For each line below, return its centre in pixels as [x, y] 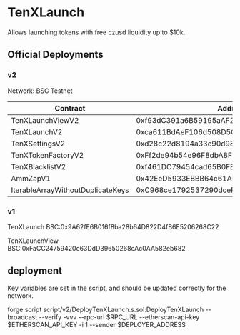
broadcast [22, 317]
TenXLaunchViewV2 [45, 120]
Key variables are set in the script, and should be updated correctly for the [117, 288]
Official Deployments [55, 55]
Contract [70, 108]
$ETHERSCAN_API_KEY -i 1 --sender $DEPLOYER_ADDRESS [97, 324]
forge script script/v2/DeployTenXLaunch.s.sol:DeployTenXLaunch [106, 309]
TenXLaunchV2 [37, 131]
